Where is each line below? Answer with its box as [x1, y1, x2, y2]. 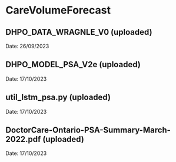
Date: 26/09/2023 [5, 42, 49, 49]
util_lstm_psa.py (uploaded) [5, 92, 111, 103]
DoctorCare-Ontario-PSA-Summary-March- [5, 125, 171, 135]
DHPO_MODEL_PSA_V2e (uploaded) [5, 59, 141, 70]
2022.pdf [5, 134, 41, 144]
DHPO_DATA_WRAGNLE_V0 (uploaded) [5, 27, 152, 37]
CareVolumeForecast [5, 4, 111, 17]
